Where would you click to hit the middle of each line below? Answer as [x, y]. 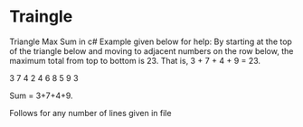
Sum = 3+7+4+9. [42, 95]
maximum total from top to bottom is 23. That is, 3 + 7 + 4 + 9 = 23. [135, 60]
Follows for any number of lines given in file [90, 113]
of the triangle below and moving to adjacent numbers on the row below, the [151, 50]
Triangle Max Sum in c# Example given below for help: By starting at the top [151, 41]
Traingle [41, 17]
